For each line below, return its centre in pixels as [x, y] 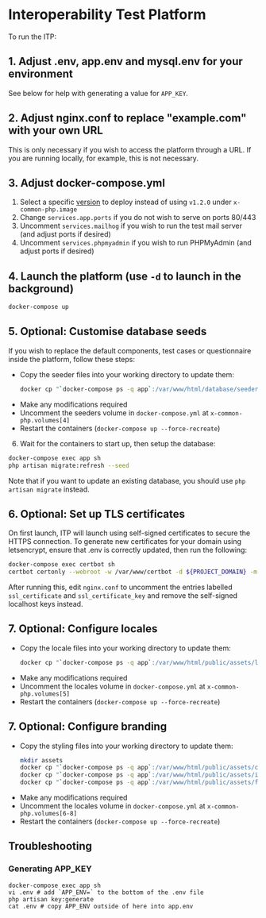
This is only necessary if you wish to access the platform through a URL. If [130, 149]
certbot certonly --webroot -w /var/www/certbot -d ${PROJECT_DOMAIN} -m [133, 572]
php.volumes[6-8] [48, 814]
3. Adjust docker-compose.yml [87, 183]
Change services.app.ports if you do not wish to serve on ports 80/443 [138, 218]
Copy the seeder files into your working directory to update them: [127, 374]
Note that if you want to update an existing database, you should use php [127, 480]
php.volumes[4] [45, 420]
